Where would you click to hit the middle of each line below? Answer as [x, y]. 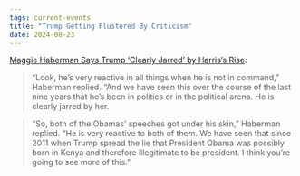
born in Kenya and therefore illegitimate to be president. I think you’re [161, 153]
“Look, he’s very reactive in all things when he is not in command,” [155, 78]
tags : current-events [50, 18]
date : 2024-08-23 [42, 34]
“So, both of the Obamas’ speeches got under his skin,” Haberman [156, 124]
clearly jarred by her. [70, 107]
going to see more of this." [81, 162]
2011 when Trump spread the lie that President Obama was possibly [158, 143]
